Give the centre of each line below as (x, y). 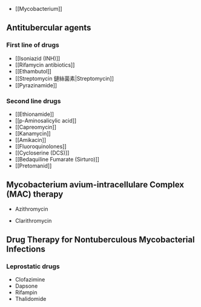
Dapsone (26, 286)
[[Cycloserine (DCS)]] (42, 153)
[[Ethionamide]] (35, 114)
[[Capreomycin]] (35, 127)
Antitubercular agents (49, 28)
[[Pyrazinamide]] (36, 85)
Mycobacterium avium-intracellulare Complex (95, 185)
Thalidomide (31, 299)
